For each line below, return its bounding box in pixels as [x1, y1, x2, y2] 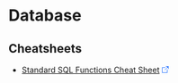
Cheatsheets [8, 41, 83, 56]
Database [8, 5, 82, 26]
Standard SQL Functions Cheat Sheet [21, 64, 160, 75]
